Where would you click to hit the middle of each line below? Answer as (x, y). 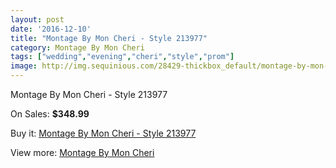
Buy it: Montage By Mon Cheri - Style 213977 (103, 133)
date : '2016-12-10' (51, 29)
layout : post (37, 19)
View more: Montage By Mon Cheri (82, 152)
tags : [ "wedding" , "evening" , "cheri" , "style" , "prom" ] (122, 57)
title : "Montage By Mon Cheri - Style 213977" (109, 38)
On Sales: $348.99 (50, 114)
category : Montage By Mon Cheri (77, 47)
